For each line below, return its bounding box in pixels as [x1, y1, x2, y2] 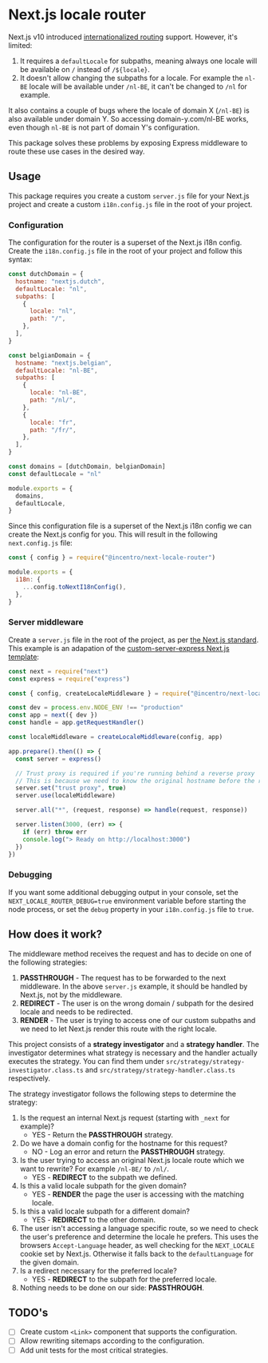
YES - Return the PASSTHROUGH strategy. [31, 1129, 174, 1139]
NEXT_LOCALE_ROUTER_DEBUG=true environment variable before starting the [8, 896, 246, 905]
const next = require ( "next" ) [8, 667, 109, 675]
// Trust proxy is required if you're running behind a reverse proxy [15, 769, 255, 777]
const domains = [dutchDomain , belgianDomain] [8, 462, 166, 471]
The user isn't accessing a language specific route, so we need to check [19, 1223, 259, 1233]
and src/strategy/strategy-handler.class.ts [85, 1065, 235, 1074]
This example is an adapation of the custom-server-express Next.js [8, 643, 230, 653]
